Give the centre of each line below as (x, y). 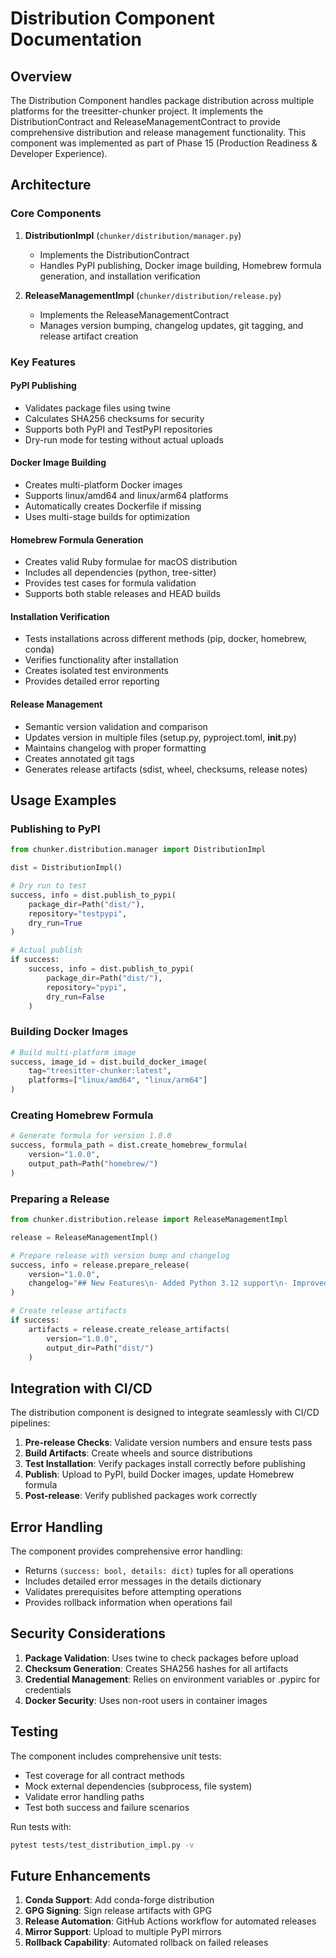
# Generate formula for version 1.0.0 (91, 1136)
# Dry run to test (48, 886)
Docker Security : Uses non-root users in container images (146, 1700)
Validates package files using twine (97, 408)
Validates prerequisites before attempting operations (133, 1592)
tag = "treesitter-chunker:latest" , (100, 1071)
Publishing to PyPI (55, 829)
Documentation (76, 39)
